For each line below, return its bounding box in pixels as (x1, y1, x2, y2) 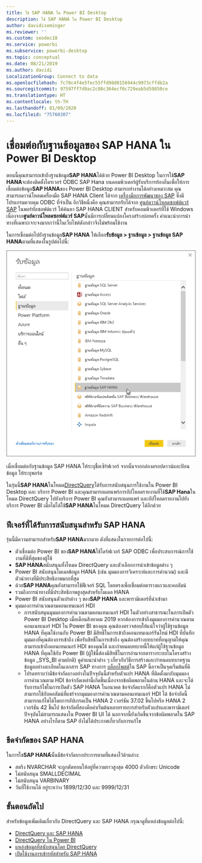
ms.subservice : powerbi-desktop (6, 48, 87, 54)
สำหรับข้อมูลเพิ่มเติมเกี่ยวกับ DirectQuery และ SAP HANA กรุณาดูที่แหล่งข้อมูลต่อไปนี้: (6, 817, 185, 824)
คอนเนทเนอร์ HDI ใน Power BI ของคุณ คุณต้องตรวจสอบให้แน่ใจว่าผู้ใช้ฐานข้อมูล (23, 622, 188, 630)
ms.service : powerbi (6, 42, 58, 48)
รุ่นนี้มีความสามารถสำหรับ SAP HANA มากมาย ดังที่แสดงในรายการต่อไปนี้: (6, 536, 153, 543)
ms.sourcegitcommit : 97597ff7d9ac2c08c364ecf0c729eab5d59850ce (6, 86, 168, 92)
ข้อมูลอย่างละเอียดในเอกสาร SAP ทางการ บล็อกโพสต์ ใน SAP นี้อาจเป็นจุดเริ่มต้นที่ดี (23, 663, 191, 670)
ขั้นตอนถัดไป (6, 801, 44, 812)
